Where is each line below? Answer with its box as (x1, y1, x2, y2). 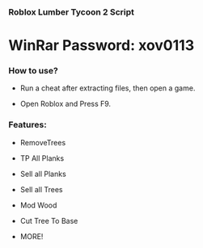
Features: (8, 120, 47, 131)
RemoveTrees (19, 137, 66, 147)
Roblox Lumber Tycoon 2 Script (8, 6, 135, 18)
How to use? (8, 65, 58, 77)
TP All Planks (19, 153, 65, 163)
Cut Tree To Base (19, 216, 78, 225)
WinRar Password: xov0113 (8, 36, 195, 55)
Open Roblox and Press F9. (19, 99, 112, 109)
